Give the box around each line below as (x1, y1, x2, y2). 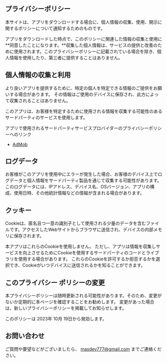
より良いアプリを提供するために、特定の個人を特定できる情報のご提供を (5, 85, 154, 91)
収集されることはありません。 (9, 97, 71, 104)
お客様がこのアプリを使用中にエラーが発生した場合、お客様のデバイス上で (5, 171, 158, 177)
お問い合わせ (5, 332, 45, 340)
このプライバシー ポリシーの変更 (5, 278, 105, 287)
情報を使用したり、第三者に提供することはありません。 (9, 55, 123, 61)
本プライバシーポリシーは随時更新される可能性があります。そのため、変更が (5, 292, 162, 299)
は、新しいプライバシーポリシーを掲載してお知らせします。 (5, 305, 127, 311)
